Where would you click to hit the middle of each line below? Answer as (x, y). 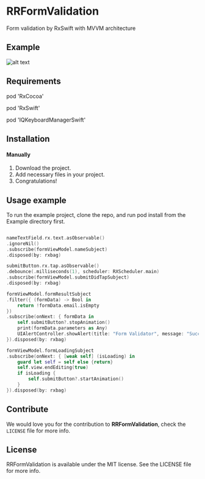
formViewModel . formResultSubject (49, 294)
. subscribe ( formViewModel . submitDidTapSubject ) (68, 277)
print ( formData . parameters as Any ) (63, 328)
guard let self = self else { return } (65, 362)
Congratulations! (36, 181)
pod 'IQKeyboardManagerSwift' (46, 120)
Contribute (27, 410)
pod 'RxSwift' (23, 108)
